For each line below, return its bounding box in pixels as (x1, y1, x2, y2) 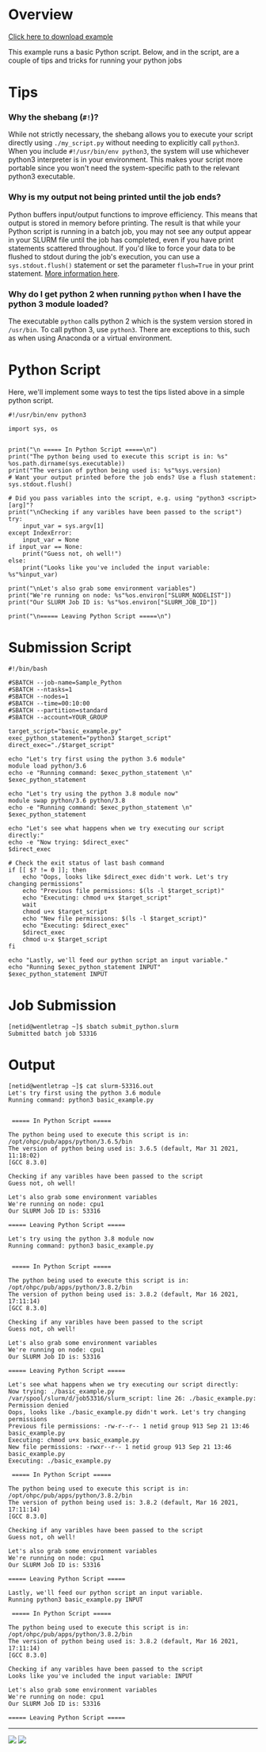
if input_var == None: (8, 542, 83, 550)
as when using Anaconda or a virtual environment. (8, 333, 173, 343)
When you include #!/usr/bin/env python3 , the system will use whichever (8, 147, 249, 156)
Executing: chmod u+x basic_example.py (8, 1436, 140, 1444)
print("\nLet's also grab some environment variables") (8, 585, 196, 592)
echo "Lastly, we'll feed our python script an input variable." (8, 956, 228, 964)
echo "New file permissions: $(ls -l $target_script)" (22, 914, 207, 922)
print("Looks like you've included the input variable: (22, 563, 211, 572)
